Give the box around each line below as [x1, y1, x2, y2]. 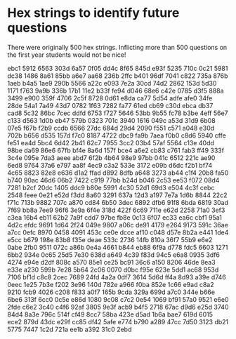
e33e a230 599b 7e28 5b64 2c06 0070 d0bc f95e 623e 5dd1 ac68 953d [7, 265, 219, 274]
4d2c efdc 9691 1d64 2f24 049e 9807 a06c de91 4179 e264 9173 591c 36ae [7, 220, 228, 229]
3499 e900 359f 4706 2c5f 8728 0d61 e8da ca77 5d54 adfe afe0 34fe [7, 93, 213, 102]
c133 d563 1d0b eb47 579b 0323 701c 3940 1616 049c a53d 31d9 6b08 [7, 116, 216, 124]
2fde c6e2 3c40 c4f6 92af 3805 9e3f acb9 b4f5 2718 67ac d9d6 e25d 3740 [7, 303, 229, 311]
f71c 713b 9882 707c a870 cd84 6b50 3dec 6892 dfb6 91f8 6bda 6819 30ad [7, 198, 229, 206]
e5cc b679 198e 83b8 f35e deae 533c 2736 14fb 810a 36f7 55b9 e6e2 [7, 235, 213, 244]
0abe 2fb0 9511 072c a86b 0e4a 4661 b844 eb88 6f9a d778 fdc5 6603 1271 [7, 243, 228, 251]
